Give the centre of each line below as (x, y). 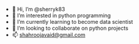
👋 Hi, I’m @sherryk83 (38, 9)
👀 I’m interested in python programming (61, 15)
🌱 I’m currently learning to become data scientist (73, 22)
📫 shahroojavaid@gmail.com (49, 35)
